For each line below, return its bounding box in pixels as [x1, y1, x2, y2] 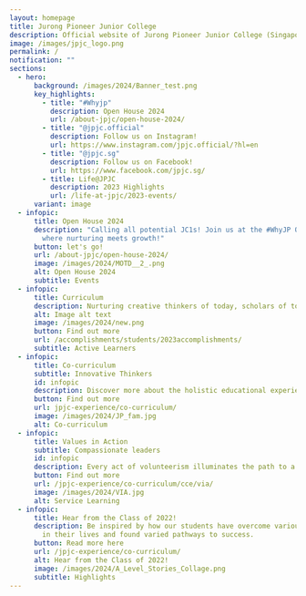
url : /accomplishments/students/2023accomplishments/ [33, 335, 243, 344]
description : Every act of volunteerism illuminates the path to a [33, 462, 296, 472]
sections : [9, 65, 47, 74]
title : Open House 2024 [33, 216, 125, 226]
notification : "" [9, 56, 76, 65]
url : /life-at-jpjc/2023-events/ [49, 191, 178, 200]
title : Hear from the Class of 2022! [33, 513, 178, 522]
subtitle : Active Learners [33, 344, 137, 353]
